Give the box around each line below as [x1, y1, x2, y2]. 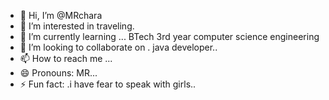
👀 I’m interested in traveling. [19, 20, 135, 32]
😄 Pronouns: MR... [19, 67, 98, 79]
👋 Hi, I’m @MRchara [19, 10, 103, 21]
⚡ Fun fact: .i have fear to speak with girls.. [19, 78, 197, 90]
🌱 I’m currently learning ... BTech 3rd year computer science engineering [19, 31, 320, 42]
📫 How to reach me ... [19, 53, 113, 64]
